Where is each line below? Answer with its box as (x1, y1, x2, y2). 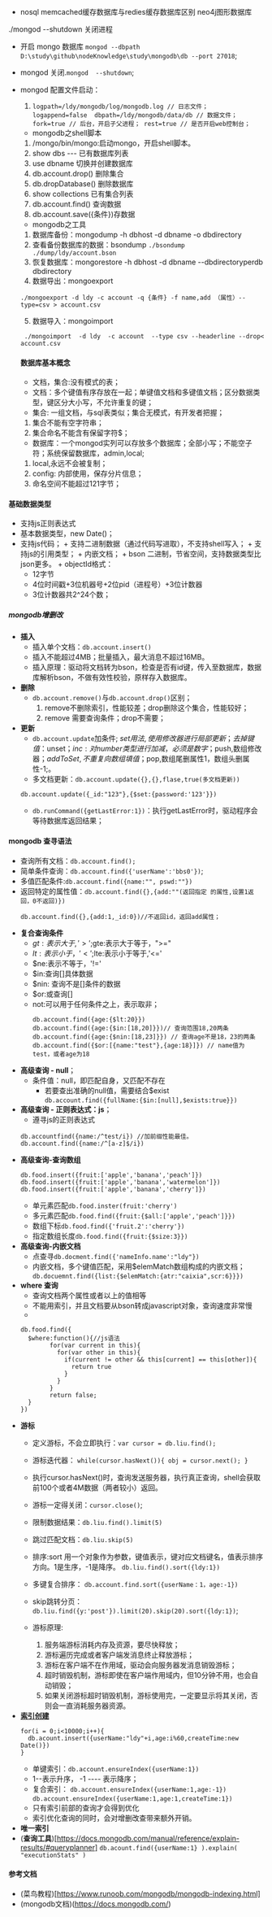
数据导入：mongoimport (32, 316, 114, 325)
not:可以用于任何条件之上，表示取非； (32, 999, 160, 1009)
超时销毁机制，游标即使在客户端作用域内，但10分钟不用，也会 (44, 1670, 252, 1680)
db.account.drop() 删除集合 (32, 169, 124, 178)
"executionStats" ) (19, 1851, 87, 1859)
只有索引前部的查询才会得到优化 (32, 1802, 140, 1812)
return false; (50, 1391, 97, 1399)
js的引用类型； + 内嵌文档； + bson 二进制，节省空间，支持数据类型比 (27, 549, 261, 559)
